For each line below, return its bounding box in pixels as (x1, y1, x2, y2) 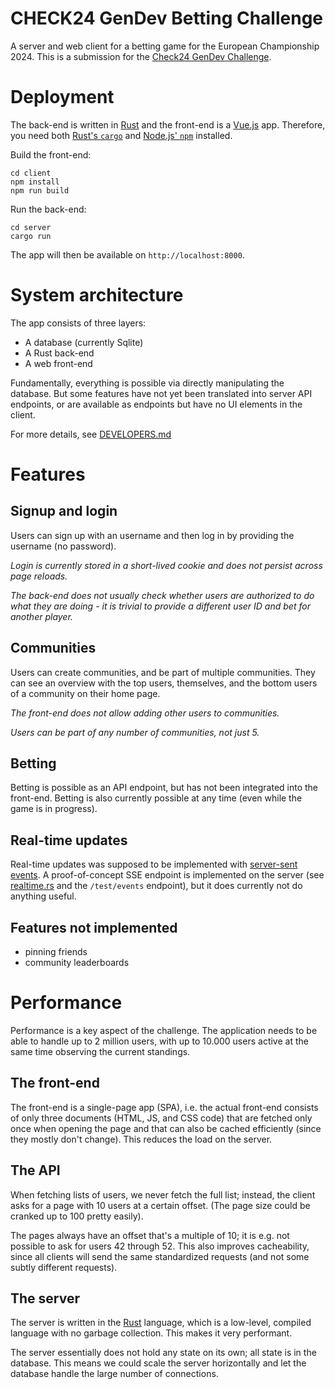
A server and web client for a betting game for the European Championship (10, 40, 320, 52)
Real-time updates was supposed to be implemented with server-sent (10, 858, 298, 871)
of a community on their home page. (10, 687, 161, 699)
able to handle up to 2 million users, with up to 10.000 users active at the (10, 1035, 309, 1047)
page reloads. (10, 570, 68, 582)
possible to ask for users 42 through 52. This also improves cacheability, (10, 1240, 310, 1252)
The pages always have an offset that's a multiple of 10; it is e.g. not (10, 1229, 290, 1241)
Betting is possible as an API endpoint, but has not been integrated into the (10, 782, 319, 794)
